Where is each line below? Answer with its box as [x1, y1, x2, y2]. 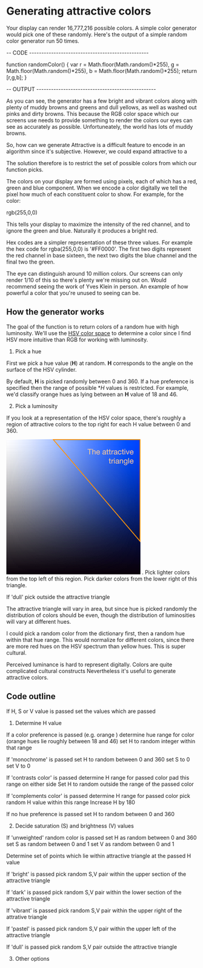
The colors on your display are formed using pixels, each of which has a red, [6, 177, 198, 185]
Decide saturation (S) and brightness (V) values [15, 822, 135, 830]
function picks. [6, 166, 44, 173]
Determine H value [15, 719, 62, 726]
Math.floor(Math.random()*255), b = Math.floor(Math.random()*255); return [6, 67, 198, 74]
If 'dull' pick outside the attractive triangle [6, 593, 110, 601]
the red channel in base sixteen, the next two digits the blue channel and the [6, 251, 197, 259]
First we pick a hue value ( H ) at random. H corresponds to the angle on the [6, 360, 193, 367]
